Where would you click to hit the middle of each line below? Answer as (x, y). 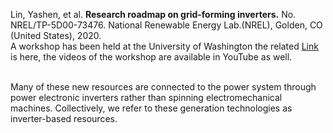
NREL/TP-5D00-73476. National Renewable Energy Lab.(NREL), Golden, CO (166, 25)
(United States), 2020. (56, 35)
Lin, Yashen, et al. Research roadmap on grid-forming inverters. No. (153, 14)
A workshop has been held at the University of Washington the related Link (164, 46)
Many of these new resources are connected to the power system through (163, 87)
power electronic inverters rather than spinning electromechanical (146, 97)
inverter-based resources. (64, 118)
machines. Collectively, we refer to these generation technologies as (151, 108)
